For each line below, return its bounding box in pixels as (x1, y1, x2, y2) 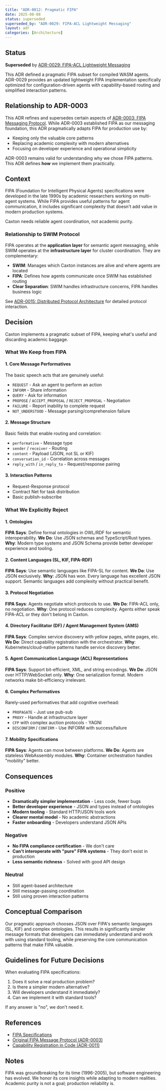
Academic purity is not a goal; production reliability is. (5, 1080, 115, 1086)
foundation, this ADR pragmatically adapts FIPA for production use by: (5, 125, 148, 131)
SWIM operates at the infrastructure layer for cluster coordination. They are (5, 247, 161, 253)
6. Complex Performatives (5, 688, 60, 694)
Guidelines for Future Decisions (5, 956, 105, 965)
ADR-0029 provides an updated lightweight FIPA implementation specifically (5, 76, 162, 82)
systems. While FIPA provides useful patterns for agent (18, 198, 130, 204)
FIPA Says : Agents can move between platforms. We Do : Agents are (5, 747, 144, 753)
